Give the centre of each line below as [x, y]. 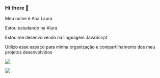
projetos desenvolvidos [29, 52]
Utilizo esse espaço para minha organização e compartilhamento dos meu [80, 47]
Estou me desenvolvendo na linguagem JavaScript [56, 38]
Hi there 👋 [17, 8]
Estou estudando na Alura [31, 28]
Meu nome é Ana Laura [29, 19]
